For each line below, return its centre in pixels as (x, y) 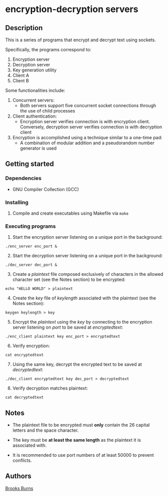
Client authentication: (34, 116)
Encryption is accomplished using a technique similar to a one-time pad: (87, 137)
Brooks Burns (19, 488)
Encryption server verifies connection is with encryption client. (85, 121)
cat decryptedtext (24, 398)
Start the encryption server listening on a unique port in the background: (88, 237)
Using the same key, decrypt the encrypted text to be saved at (77, 364)
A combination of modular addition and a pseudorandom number (87, 143)
